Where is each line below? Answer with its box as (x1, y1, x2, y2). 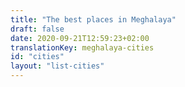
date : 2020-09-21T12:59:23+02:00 (10, 33, 150, 43)
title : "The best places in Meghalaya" (10, 14, 177, 25)
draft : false (10, 24, 65, 34)
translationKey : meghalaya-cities (10, 42, 155, 53)
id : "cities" (10, 52, 65, 62)
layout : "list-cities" (10, 61, 105, 71)
